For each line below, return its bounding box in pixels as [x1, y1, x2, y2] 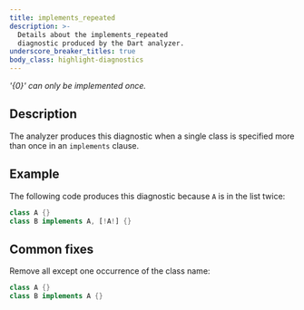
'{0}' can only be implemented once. [9, 81, 147, 91]
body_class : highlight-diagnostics [9, 55, 144, 64]
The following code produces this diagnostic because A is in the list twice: [9, 190, 286, 201]
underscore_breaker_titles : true [9, 47, 136, 56]
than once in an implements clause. [9, 140, 140, 150]
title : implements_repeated [9, 13, 116, 23]
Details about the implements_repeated [17, 30, 169, 39]
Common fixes [9, 241, 93, 257]
